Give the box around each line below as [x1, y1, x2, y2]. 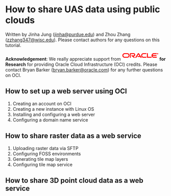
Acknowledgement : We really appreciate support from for [5, 56, 166, 62]
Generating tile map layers [12, 156, 68, 162]
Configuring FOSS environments [12, 151, 81, 157]
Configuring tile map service [12, 161, 73, 167]
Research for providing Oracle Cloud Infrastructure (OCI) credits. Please [5, 61, 158, 67]
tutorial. [5, 42, 21, 48]
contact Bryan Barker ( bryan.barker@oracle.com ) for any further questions [5, 66, 163, 72]
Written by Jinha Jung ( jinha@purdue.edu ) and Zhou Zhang [5, 31, 131, 37]
